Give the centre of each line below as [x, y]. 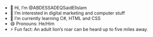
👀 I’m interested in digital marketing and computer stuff [67, 13]
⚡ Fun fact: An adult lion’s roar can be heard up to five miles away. [79, 29]
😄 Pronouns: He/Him [32, 23]
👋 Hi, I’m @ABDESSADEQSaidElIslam [48, 8]
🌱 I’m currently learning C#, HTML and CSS [55, 18]
